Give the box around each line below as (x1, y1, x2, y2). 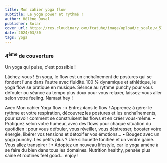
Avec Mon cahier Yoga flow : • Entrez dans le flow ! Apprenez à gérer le (5, 104, 152, 110)
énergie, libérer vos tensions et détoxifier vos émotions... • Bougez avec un (5, 131, 160, 137)
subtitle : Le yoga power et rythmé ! (5, 12, 83, 17)
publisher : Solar (5, 21, 41, 26)
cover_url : (5, 26, 28, 31)
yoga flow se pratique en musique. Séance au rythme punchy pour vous (5, 84, 153, 90)
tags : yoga (5, 35, 28, 40)
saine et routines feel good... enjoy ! (5, 152, 79, 158)
